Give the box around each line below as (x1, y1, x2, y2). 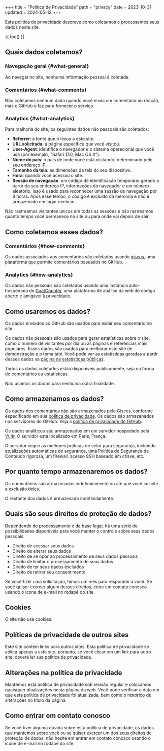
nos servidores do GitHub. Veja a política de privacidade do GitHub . (5, 418, 142, 424)
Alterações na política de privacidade (5, 668, 122, 677)
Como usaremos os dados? (5, 307, 91, 316)
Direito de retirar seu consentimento (12, 569, 86, 575)
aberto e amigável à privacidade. (5, 293, 72, 299)
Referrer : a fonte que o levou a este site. (12, 136, 95, 142)
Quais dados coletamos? (5, 48, 83, 56)
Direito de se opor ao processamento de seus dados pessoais (12, 553, 138, 559)
